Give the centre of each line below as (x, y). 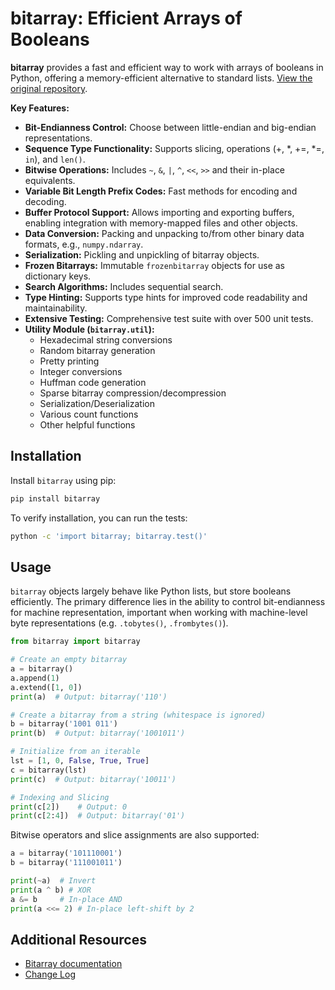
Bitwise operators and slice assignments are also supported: (135, 835)
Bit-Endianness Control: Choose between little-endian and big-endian (170, 127)
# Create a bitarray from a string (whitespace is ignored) (138, 715)
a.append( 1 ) (35, 678)
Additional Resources (78, 939)
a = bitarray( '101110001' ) (66, 853)
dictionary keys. (58, 276)
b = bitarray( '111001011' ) (66, 863)
